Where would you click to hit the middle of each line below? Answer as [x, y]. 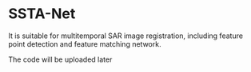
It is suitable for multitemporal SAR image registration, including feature [126, 36]
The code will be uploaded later [60, 59]
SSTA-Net [42, 14]
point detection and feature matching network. [85, 44]
